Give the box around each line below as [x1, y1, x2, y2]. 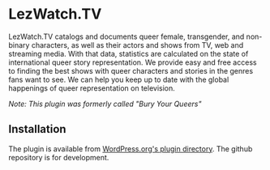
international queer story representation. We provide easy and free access [8, 57, 257, 67]
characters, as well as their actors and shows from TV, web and [31, 40, 244, 49]
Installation [8, 122, 66, 136]
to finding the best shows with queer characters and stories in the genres [8, 66, 254, 75]
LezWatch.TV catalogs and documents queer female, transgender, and [8, 32, 245, 41]
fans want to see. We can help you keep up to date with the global [8, 74, 229, 84]
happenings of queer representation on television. [8, 83, 176, 93]
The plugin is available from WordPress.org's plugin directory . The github [8, 143, 253, 154]
